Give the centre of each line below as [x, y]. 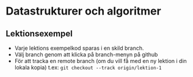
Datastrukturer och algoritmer [83, 11]
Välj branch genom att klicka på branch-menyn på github [86, 55]
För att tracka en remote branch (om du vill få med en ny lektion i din [100, 61]
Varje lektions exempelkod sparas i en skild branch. [79, 48]
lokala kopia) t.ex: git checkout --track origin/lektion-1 [88, 67]
